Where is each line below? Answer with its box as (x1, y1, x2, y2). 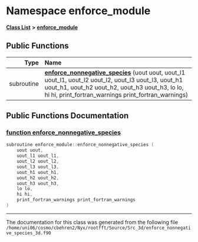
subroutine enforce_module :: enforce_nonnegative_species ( (6, 142, 154, 148)
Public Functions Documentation (6, 111, 129, 121)
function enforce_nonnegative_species (6, 128, 121, 137)
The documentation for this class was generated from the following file (6, 218, 179, 225)
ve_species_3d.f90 (6, 230, 51, 236)
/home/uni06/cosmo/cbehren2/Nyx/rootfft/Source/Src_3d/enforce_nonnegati (6, 225, 192, 231)
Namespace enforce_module (6, 4, 151, 18)
